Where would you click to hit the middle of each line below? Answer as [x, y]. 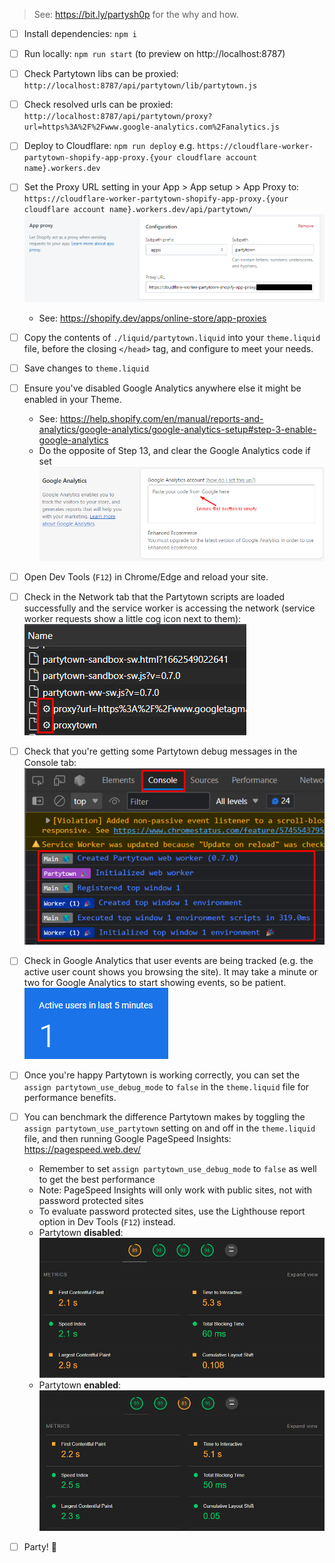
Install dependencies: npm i [80, 33]
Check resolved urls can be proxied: [98, 105]
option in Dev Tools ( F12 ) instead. [107, 1221]
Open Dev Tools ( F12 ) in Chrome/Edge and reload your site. [146, 576]
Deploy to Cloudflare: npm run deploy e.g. [109, 146]
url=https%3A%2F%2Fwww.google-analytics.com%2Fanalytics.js [151, 127]
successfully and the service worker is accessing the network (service [169, 608]
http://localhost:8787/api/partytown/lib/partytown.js [140, 86]
